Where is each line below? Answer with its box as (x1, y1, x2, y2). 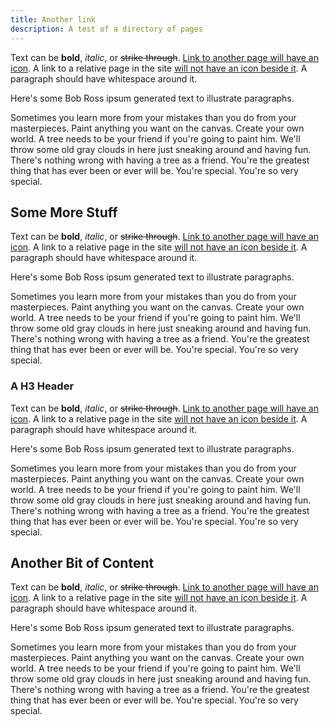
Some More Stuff (10, 204, 118, 221)
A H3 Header (10, 379, 75, 393)
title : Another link (10, 14, 97, 25)
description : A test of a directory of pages (10, 24, 203, 34)
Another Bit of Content (10, 555, 155, 571)
